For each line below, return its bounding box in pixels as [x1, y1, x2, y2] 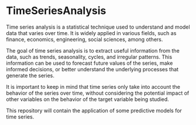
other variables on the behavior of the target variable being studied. [6, 95, 170, 103]
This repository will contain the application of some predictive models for [6, 107, 183, 114]
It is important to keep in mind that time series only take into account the [6, 83, 180, 90]
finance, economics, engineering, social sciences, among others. [6, 36, 163, 43]
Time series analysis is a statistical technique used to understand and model [6, 23, 190, 30]
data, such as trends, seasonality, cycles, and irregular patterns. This [6, 53, 173, 60]
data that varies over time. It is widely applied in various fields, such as [6, 29, 177, 36]
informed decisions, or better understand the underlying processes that [6, 65, 179, 72]
